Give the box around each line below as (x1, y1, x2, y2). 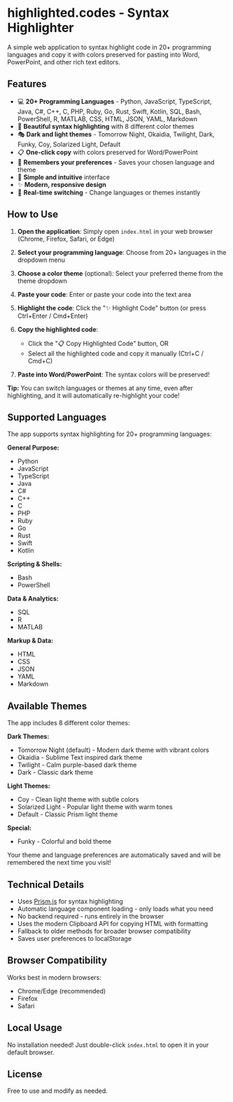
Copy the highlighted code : (17, 325, 99, 333)
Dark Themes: (7, 732, 50, 741)
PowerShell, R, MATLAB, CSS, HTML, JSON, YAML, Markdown (17, 114, 198, 123)
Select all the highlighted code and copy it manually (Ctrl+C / (27, 349, 204, 358)
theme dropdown (17, 277, 68, 285)
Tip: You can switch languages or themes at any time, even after (7, 384, 194, 392)
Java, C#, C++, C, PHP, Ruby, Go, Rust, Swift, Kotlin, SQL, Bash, (17, 107, 202, 116)
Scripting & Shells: (7, 560, 62, 569)
